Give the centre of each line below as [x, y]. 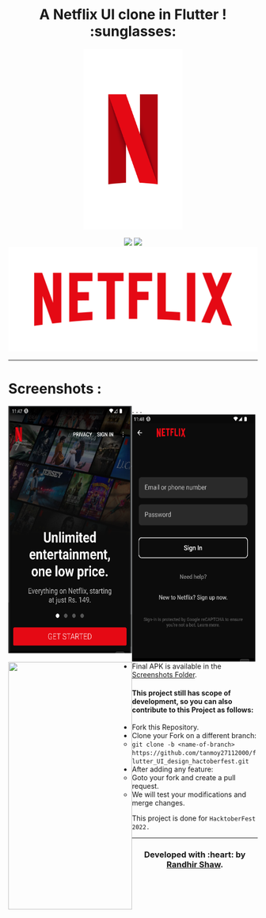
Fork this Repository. [165, 727]
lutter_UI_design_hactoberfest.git [190, 762]
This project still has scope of [181, 693]
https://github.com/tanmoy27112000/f [194, 753]
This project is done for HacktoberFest [194, 818]
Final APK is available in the [177, 666]
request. [146, 787]
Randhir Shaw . [195, 865]
